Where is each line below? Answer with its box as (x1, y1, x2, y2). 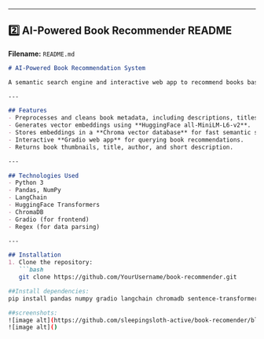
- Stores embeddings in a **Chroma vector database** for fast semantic (8, 129, 251, 137)
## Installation (8, 251, 61, 260)
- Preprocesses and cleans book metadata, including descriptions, (8, 114, 234, 122)
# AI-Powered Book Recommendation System (8, 64, 146, 72)
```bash (18, 266, 44, 274)
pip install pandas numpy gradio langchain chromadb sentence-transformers (8, 294, 262, 303)
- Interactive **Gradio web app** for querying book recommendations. (8, 135, 244, 144)
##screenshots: (8, 308, 58, 317)
